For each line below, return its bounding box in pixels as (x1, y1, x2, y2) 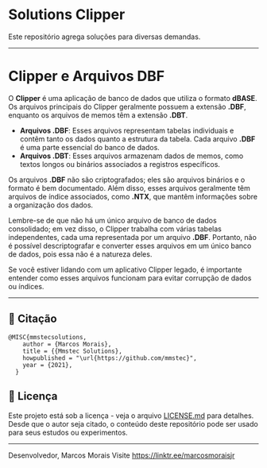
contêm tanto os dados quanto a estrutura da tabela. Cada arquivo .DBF (19, 133, 256, 144)
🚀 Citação (8, 312, 57, 326)
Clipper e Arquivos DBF (8, 68, 165, 85)
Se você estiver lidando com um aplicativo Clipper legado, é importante (8, 265, 242, 274)
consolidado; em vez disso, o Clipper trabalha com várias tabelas (8, 224, 222, 234)
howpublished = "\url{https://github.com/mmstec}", (22, 354, 197, 362)
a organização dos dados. (8, 200, 94, 210)
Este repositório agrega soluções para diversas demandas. (8, 32, 201, 41)
